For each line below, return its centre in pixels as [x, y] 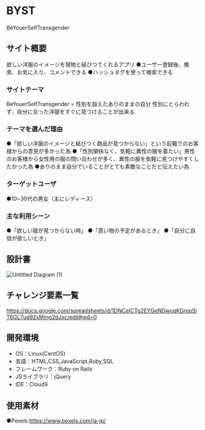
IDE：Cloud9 [31, 385]
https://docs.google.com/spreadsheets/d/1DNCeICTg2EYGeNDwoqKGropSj [102, 310]
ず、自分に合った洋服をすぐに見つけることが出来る [71, 112]
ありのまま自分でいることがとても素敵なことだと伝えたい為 [114, 167]
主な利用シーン [28, 216]
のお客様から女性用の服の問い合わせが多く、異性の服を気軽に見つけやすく [100, 159]
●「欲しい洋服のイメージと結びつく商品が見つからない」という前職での [97, 144]
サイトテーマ [25, 90]
